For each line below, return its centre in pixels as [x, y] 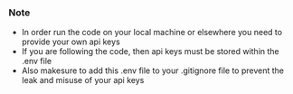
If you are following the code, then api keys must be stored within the [150, 52]
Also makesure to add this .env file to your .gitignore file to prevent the [152, 70]
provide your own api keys [71, 42]
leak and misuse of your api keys [83, 80]
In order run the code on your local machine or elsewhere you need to [151, 33]
